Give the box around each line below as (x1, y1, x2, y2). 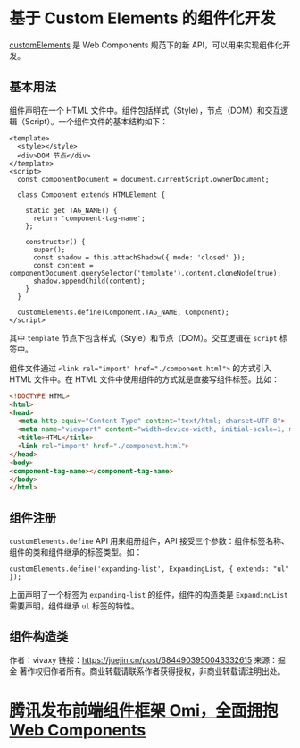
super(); (32, 245, 66, 254)
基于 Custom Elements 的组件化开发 (9, 8, 277, 29)
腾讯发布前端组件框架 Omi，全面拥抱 (9, 701, 279, 721)
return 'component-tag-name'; (32, 214, 146, 223)
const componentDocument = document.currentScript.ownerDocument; (17, 174, 270, 183)
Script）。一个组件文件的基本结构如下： (24, 115, 168, 126)
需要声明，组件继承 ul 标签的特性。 (9, 600, 140, 611)
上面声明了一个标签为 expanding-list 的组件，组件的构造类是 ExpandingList (9, 590, 288, 600)
